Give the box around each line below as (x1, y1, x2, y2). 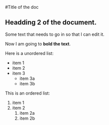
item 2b (19, 115, 35, 121)
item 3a (19, 75, 35, 81)
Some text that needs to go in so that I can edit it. (5, 31, 105, 37)
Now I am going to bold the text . (5, 41, 71, 47)
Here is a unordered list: (5, 50, 54, 56)
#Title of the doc (5, 4, 39, 10)
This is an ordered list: (5, 90, 50, 96)
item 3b (19, 80, 35, 86)
